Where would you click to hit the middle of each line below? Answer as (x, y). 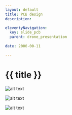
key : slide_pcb (25, 33)
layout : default (22, 10)
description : (18, 19)
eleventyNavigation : (26, 28)
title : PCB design (24, 14)
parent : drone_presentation (38, 37)
